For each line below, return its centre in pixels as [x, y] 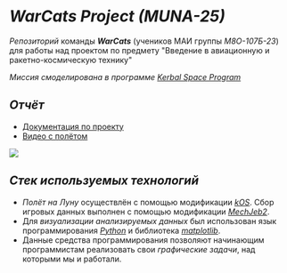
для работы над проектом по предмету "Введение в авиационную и [139, 50]
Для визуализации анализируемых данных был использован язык [149, 221]
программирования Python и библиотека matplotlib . [121, 230]
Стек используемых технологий [104, 181]
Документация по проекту [73, 126]
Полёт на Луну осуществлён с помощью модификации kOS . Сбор [148, 202]
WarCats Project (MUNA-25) [117, 16]
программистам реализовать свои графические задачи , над [139, 249]
